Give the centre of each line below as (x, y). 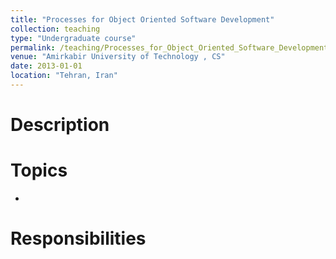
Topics (39, 170)
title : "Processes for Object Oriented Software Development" (142, 19)
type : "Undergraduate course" (73, 38)
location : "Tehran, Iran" (64, 76)
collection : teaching (55, 29)
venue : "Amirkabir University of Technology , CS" (118, 57)
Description (60, 125)
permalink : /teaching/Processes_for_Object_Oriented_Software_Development (169, 47)
